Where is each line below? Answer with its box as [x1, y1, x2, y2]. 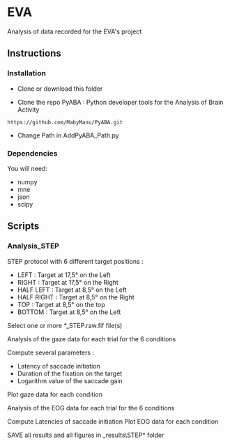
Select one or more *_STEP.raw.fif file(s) [7, 321, 123, 329]
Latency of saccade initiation [17, 362, 100, 370]
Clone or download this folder [17, 84, 103, 93]
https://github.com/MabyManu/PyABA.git [7, 119, 123, 126]
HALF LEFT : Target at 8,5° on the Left [17, 285, 127, 294]
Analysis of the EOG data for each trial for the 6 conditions [7, 403, 176, 412]
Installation [7, 68, 47, 78]
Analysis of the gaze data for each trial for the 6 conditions [7, 334, 176, 343]
